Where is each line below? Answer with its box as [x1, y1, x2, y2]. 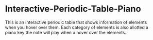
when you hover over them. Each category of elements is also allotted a [5, 24, 149, 30]
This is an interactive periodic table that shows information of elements [5, 19, 147, 25]
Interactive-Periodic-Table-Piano [5, 3, 141, 14]
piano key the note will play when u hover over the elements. [5, 29, 126, 35]
